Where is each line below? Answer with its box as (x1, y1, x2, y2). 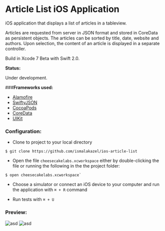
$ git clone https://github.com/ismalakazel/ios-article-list (5, 149, 137, 154)
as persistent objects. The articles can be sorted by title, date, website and (5, 35, 159, 41)
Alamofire (12, 94, 33, 100)
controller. (5, 45, 26, 51)
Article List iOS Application (5, 3, 120, 15)
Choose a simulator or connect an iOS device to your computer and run (12, 181, 160, 187)
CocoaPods (12, 104, 37, 110)
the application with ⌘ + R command (12, 186, 87, 193)
